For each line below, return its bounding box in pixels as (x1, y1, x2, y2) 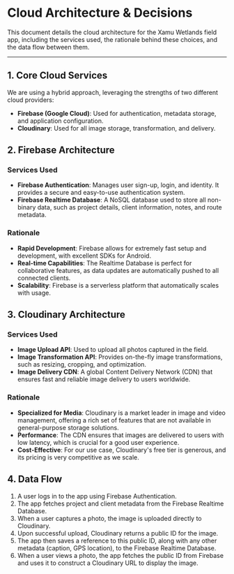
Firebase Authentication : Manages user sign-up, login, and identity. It (17, 181, 219, 189)
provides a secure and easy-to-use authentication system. (17, 189, 186, 197)
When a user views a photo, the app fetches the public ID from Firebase (17, 551, 224, 559)
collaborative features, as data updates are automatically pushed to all (17, 266, 219, 274)
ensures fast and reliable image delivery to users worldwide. (17, 375, 191, 383)
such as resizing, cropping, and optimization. (17, 360, 147, 369)
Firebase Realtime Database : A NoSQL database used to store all (17, 196, 207, 204)
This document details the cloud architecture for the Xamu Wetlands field (7, 28, 217, 36)
